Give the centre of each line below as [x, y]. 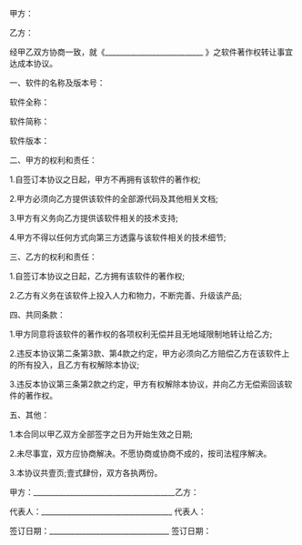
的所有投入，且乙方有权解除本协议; [75, 365]
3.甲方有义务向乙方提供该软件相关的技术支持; [94, 218]
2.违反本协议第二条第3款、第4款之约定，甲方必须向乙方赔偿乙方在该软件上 [150, 353]
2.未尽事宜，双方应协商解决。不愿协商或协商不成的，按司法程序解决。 [141, 454]
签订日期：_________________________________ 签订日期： [111, 531]
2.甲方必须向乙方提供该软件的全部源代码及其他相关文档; [114, 199]
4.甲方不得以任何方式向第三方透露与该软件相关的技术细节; [118, 237]
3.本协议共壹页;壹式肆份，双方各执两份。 [86, 473]
